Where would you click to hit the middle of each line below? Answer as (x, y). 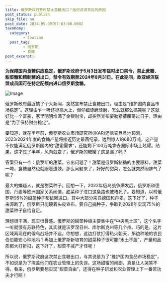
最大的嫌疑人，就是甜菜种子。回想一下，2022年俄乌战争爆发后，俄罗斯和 (80, 186)
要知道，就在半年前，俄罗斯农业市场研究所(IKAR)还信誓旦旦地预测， (75, 133)
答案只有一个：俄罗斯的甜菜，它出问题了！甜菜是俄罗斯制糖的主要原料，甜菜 (83, 162)
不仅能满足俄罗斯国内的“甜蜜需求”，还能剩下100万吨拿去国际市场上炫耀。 (80, 146)
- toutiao (33, 38)
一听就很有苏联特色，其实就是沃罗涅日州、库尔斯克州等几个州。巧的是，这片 (83, 227)
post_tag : (20, 42)
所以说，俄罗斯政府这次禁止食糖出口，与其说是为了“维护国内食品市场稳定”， (83, 257)
